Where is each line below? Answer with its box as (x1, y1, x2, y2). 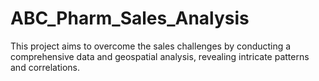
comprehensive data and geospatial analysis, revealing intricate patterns (10, 50, 310, 62)
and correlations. (10, 61, 81, 73)
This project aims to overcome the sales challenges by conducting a (10, 40, 292, 52)
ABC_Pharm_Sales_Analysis (10, 7, 250, 30)
